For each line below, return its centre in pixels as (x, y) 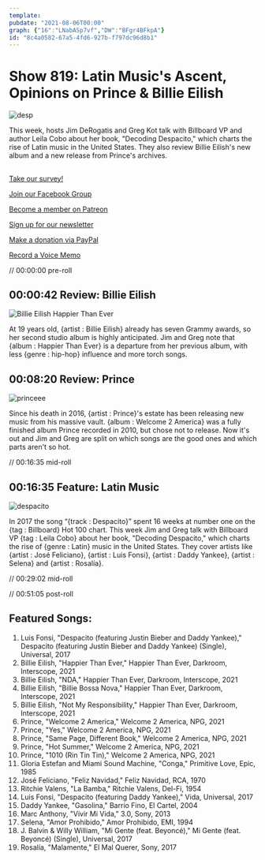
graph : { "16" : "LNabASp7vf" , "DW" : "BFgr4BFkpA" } (87, 30)
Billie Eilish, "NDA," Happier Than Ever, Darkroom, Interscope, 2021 (129, 679)
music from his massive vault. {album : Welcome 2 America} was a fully (125, 422)
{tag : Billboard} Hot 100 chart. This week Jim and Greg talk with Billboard (129, 530)
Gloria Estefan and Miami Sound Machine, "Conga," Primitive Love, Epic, (138, 763)
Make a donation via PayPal (54, 239)
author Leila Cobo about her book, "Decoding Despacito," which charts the (131, 139)
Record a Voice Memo (45, 255)
